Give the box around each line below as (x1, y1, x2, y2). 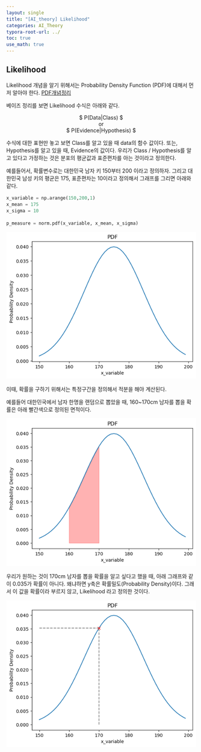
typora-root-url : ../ (6, 29, 61, 35)
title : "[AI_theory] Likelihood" (6, 16, 90, 22)
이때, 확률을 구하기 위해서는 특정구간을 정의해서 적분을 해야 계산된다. (6, 386, 167, 393)
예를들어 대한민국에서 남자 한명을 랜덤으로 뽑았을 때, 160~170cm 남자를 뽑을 (6, 398, 185, 406)
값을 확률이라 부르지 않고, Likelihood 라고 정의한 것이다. (19, 587, 150, 594)
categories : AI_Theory (6, 22, 63, 28)
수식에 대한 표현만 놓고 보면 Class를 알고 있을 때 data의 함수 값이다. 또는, (6, 139, 178, 146)
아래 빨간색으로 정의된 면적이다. (17, 406, 91, 413)
